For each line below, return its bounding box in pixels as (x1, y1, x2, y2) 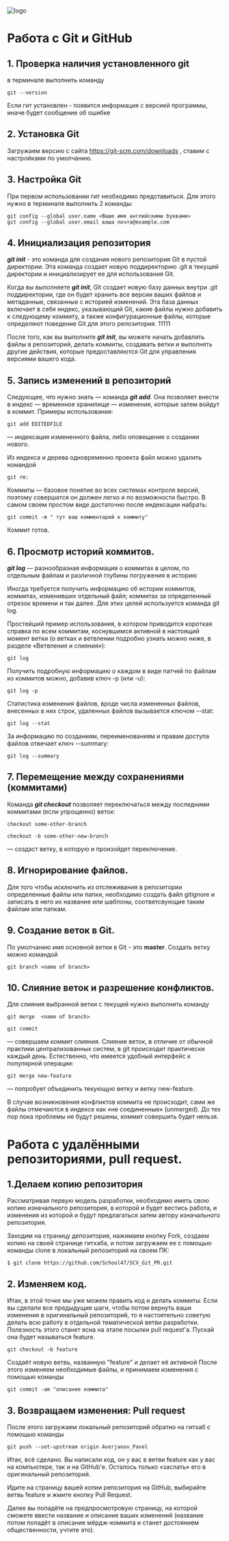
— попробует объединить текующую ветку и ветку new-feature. (7, 1085, 195, 1093)
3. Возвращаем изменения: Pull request (7, 1404, 186, 1416)
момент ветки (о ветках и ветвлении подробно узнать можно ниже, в (7, 635, 211, 643)
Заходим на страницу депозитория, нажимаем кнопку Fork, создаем (7, 1232, 210, 1240)
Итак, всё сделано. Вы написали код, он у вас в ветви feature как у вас (7, 1455, 215, 1463)
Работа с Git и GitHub (7, 31, 133, 46)
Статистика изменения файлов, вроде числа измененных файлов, (7, 700, 200, 708)
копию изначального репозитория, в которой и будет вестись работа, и (7, 1204, 217, 1212)
